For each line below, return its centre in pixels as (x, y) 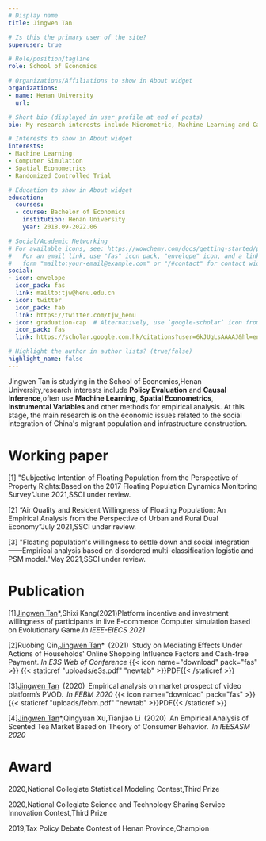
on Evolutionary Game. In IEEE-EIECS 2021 (77, 630)
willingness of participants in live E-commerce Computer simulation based (129, 621)
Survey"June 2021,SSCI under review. (70, 494)
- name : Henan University (51, 95)
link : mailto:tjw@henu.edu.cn (65, 293)
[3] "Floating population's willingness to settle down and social (110, 542)
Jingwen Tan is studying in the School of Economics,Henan (105, 381)
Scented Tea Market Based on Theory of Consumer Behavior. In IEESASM (129, 726)
